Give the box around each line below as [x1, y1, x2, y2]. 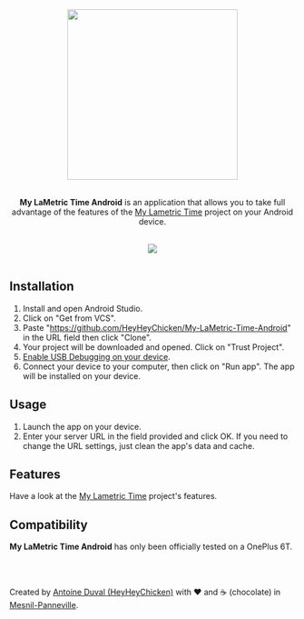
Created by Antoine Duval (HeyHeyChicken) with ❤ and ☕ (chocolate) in [9, 586, 281, 598]
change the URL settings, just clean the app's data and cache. [22, 440, 256, 451]
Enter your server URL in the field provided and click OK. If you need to [22, 431, 289, 442]
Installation [9, 279, 74, 295]
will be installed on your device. [22, 370, 142, 381]
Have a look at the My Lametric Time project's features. [9, 491, 218, 502]
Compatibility [9, 517, 88, 533]
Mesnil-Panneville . [9, 600, 79, 611]
